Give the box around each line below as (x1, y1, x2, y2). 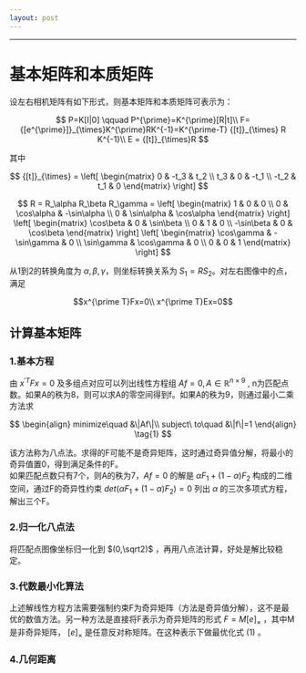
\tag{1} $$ (134, 428, 172, 439)
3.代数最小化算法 (9, 580, 85, 593)
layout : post (9, 13, 59, 23)
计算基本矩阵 (9, 325, 82, 340)
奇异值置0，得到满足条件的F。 (9, 458, 124, 470)
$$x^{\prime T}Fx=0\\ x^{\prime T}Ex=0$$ (72, 296, 234, 307)
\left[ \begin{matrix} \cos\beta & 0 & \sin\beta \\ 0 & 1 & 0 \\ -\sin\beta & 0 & (13, 217, 293, 228)
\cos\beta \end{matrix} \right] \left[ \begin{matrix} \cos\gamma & (28, 227, 272, 238)
